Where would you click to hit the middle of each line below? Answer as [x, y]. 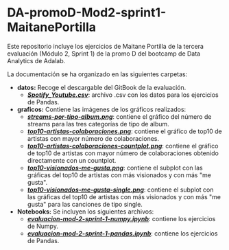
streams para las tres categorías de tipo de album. [98, 124]
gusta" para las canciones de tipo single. [85, 204]
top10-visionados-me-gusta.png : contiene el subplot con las [115, 168]
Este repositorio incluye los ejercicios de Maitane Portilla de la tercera [106, 46]
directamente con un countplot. [72, 160]
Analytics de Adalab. [36, 60]
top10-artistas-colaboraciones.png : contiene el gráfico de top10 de [125, 131]
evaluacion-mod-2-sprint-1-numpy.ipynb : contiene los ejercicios [121, 218]
